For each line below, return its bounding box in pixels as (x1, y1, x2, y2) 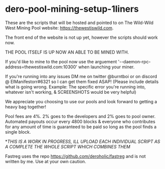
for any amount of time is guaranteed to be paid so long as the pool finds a (5, 124, 157, 130)
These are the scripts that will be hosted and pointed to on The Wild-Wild (5, 20, 154, 26)
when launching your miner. (78, 64, 134, 70)
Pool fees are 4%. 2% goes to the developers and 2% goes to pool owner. (5, 113, 156, 119)
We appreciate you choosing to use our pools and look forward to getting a (5, 98, 158, 104)
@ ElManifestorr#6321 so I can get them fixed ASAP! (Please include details (5, 79, 159, 84)
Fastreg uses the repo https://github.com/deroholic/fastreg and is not (5, 153, 146, 159)
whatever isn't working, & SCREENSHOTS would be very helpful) (5, 89, 136, 95)
